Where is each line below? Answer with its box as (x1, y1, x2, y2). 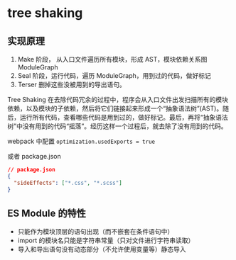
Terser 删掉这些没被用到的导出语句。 (17, 80, 126, 89)
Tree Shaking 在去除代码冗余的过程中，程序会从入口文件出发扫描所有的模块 (7, 96, 229, 103)
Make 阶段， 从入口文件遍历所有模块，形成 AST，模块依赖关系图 (17, 55, 208, 63)
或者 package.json (7, 152, 62, 160)
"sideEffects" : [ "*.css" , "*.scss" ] (14, 179, 122, 186)
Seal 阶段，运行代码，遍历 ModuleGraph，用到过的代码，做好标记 (17, 72, 212, 79)
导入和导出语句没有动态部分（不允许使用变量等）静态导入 (17, 245, 186, 254)
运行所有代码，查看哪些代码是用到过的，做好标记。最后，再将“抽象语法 (19, 113, 229, 121)
